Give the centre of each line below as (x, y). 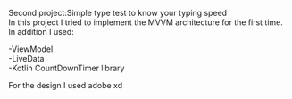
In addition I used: (42, 32)
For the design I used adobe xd (66, 85)
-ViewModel (31, 49)
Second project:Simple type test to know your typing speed (118, 13)
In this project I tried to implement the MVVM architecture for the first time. (146, 22)
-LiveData (26, 58)
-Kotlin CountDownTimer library (67, 68)
